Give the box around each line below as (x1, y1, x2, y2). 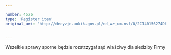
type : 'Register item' (5, 16, 53, 22)
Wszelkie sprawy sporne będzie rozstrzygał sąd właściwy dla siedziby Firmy (5, 44, 166, 50)
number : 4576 (5, 12, 33, 17)
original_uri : (5, 21, 36, 26)
